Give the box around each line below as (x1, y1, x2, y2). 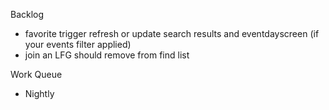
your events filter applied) (24, 39, 132, 50)
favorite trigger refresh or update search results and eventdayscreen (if (24, 28, 320, 39)
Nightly (24, 88, 55, 99)
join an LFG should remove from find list (24, 49, 190, 61)
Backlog (10, 9, 45, 20)
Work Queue (10, 69, 63, 80)
